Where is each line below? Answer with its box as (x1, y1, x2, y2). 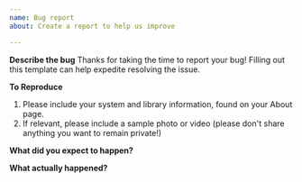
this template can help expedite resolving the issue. (9, 64, 201, 75)
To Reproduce (9, 81, 63, 92)
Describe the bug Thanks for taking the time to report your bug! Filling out (9, 54, 286, 65)
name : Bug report (9, 13, 75, 23)
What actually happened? (9, 162, 108, 173)
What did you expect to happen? (9, 145, 133, 156)
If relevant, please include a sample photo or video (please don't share (22, 118, 285, 129)
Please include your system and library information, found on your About (22, 98, 293, 109)
